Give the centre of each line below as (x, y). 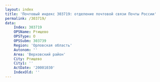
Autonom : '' (26, 50)
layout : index (19, 9)
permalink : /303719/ (26, 18)
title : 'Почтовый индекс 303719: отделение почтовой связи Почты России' (81, 14)
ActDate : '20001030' (34, 68)
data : (10, 23)
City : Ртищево (28, 59)
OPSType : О (25, 37)
